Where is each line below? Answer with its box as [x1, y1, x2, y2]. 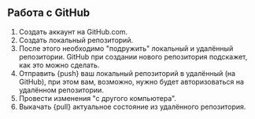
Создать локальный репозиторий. [18, 35, 134, 45]
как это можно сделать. [18, 60, 100, 70]
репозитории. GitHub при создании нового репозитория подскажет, [18, 52, 248, 61]
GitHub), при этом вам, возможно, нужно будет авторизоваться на [18, 77, 245, 86]
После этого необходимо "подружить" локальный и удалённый [18, 43, 234, 53]
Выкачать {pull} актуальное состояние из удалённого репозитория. [18, 102, 246, 111]
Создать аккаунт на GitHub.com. [18, 27, 128, 36]
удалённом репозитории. [18, 85, 104, 95]
